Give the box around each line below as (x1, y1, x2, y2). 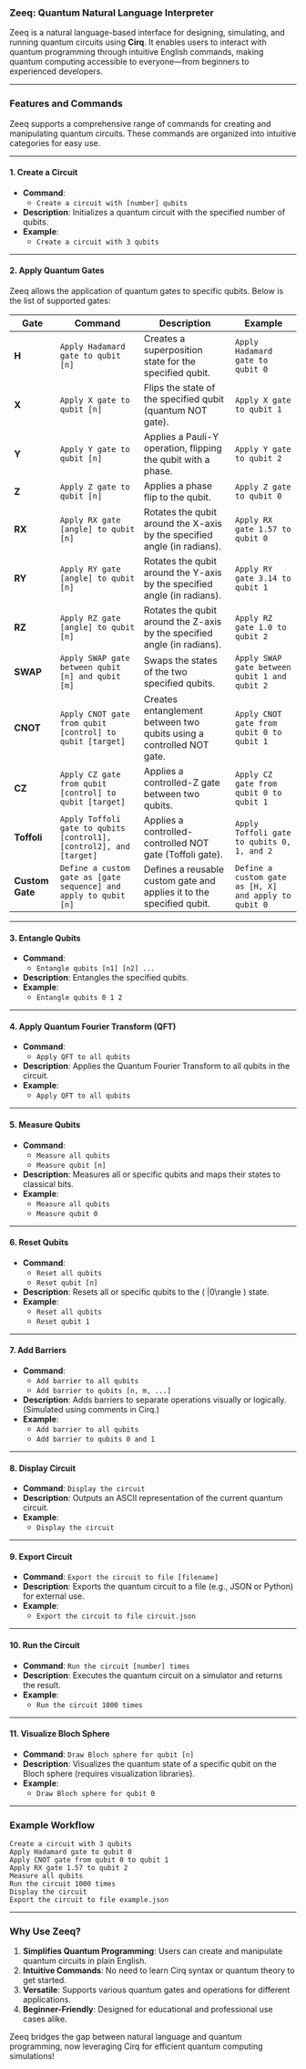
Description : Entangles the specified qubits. (22, 972, 189, 983)
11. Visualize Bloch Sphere (9, 1728, 111, 1739)
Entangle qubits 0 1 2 (36, 993, 123, 1003)
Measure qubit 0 (36, 1209, 98, 1218)
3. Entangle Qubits (9, 932, 81, 943)
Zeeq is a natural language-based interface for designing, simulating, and (9, 27, 285, 38)
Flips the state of (144, 382, 216, 394)
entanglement (144, 705, 203, 717)
